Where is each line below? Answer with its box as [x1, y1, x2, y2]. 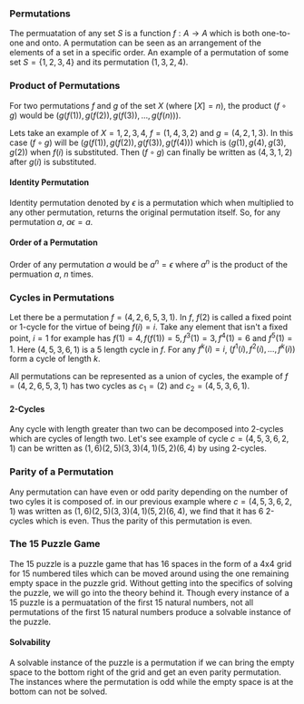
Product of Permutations [9, 80, 121, 93]
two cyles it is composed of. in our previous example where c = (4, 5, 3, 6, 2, [9, 495, 292, 506]
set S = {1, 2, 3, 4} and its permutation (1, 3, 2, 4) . [9, 57, 189, 68]
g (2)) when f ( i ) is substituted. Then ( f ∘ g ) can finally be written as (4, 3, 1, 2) [9, 146, 293, 157]
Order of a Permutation [9, 237, 98, 248]
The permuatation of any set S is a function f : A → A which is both [9, 28, 260, 39]
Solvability [9, 637, 52, 648]
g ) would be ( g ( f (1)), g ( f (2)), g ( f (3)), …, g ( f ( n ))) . [9, 110, 181, 121]
